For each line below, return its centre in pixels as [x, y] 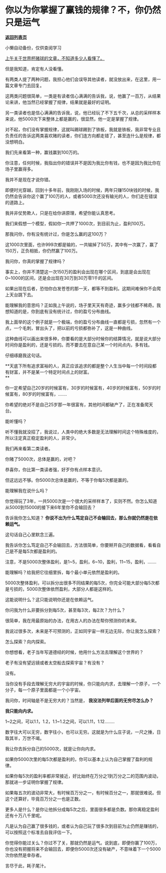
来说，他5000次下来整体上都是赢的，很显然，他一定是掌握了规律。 [73, 119]
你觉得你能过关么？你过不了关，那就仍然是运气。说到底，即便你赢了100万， [82, 843]
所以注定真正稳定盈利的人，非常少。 [42, 438]
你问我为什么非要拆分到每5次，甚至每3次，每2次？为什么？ [65, 610]
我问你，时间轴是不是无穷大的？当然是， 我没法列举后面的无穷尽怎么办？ [79, 700]
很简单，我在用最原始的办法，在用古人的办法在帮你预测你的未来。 [72, 620]
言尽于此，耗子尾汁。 [27, 866]
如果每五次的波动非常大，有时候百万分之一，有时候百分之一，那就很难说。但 [83, 792]
